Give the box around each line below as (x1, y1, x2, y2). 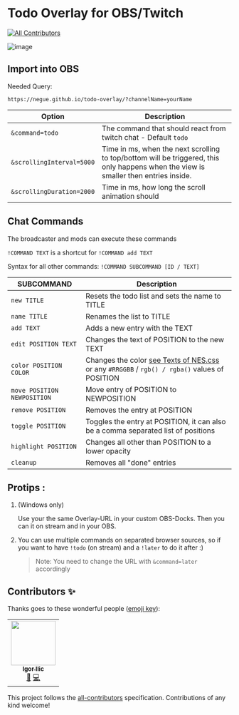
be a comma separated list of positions (85, 426, 216, 436)
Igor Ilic (22, 665, 45, 673)
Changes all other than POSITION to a (85, 437, 211, 447)
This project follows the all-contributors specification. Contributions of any (7, 694, 226, 702)
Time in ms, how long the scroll (102, 182, 206, 192)
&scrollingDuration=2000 (11, 187, 95, 195)
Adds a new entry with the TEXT (85, 323, 193, 333)
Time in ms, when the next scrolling (102, 144, 221, 154)
